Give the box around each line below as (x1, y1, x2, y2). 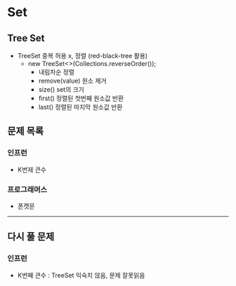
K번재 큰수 (17, 165, 47, 174)
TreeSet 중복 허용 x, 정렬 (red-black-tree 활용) (17, 52, 148, 60)
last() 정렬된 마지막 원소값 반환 (38, 103, 123, 111)
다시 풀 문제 (7, 231, 55, 243)
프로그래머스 (7, 184, 48, 194)
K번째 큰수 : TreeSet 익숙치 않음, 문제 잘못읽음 (17, 271, 145, 279)
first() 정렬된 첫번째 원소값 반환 (38, 94, 124, 102)
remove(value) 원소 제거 (38, 76, 107, 85)
